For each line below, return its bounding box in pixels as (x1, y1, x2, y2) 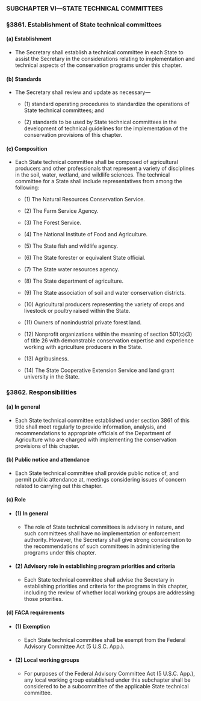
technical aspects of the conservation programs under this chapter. (14, 61, 182, 69)
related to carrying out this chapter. (14, 482, 103, 489)
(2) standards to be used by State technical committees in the (23, 119, 178, 126)
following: (14, 184, 40, 191)
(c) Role (6, 496, 26, 503)
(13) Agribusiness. (23, 355, 69, 362)
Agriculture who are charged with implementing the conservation (14, 436, 177, 443)
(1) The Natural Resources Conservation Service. (23, 196, 146, 203)
